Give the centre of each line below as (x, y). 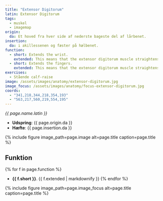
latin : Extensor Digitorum (32, 14)
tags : (10, 18)
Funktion (19, 158)
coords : (13, 91)
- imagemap (20, 28)
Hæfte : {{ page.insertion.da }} (42, 128)
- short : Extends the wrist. (39, 54)
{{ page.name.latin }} (26, 113)
